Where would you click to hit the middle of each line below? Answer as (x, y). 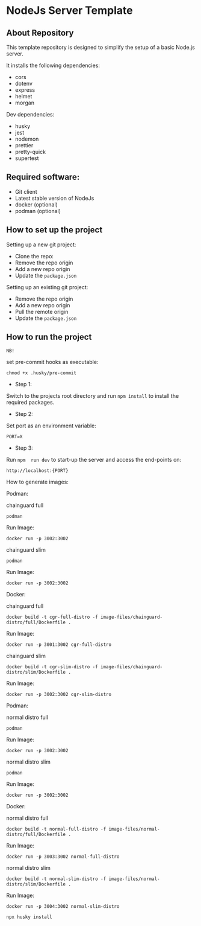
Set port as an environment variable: (51, 426)
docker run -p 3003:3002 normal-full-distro (63, 857)
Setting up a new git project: (41, 244)
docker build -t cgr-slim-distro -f (52, 667)
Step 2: (24, 414)
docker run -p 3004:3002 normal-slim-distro (63, 907)
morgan (25, 103)
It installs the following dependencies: (53, 65)
